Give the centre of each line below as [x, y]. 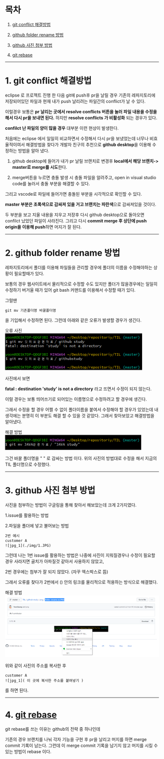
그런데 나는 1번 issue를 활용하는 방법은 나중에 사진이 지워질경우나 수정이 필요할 [80, 555]
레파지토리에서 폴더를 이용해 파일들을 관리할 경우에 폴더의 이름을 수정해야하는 [79, 267]
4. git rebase [31, 715]
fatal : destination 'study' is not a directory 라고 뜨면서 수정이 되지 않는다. [78, 389]
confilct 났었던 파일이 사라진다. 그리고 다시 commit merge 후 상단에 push [76, 220]
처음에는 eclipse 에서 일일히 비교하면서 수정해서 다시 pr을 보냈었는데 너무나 [77, 138]
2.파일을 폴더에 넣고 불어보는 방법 [37, 525]
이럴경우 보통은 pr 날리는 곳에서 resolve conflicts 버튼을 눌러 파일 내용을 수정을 [81, 111]
